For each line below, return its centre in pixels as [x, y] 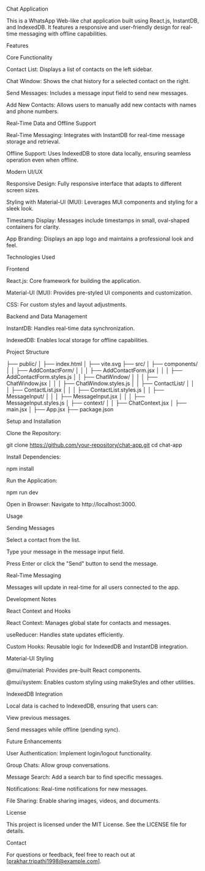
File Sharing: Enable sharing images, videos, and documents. [83, 801]
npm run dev [22, 492]
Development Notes [32, 599]
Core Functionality [30, 57]
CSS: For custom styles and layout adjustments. [67, 305]
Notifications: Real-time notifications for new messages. [77, 789]
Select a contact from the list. [43, 540]
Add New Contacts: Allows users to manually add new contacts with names [102, 105]
